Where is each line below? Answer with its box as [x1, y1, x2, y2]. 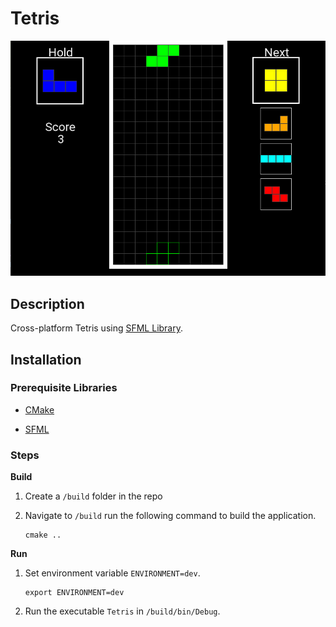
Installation [10, 351, 82, 368]
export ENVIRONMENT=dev [24, 588, 125, 598]
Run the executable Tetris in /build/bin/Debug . [24, 605, 221, 617]
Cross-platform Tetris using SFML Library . [10, 322, 184, 334]
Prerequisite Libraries [10, 381, 118, 395]
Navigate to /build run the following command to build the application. [24, 510, 317, 522]
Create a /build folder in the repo [24, 490, 163, 502]
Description [10, 295, 85, 312]
